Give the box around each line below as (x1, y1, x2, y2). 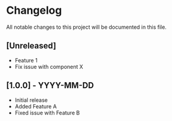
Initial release (14, 96, 48, 104)
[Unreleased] (6, 41, 57, 51)
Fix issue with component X (14, 63, 84, 70)
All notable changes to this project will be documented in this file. (6, 23, 167, 31)
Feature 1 (14, 56, 38, 63)
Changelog (6, 4, 62, 17)
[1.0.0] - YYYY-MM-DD (6, 80, 94, 90)
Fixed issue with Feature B (14, 109, 80, 116)
